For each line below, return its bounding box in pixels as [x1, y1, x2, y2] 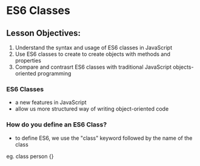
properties [15, 57, 41, 64]
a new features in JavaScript [15, 99, 87, 106]
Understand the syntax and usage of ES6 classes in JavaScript [15, 44, 173, 51]
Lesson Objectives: [6, 28, 81, 38]
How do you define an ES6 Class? [6, 120, 107, 129]
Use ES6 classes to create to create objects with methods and [15, 50, 171, 58]
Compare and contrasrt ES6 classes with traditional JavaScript [15, 63, 172, 71]
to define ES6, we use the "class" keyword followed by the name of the [15, 134, 193, 142]
